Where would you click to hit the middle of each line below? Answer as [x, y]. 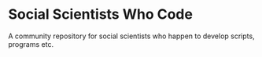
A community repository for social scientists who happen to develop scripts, [131, 36]
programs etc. [31, 44]
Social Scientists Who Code [100, 14]
